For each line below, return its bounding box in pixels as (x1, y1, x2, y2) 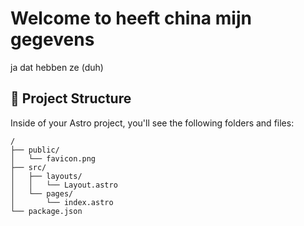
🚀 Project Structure (10, 90, 132, 107)
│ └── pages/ (10, 188, 74, 199)
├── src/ (10, 162, 47, 172)
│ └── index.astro (10, 197, 114, 207)
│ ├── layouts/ (10, 171, 83, 181)
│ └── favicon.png (10, 153, 97, 164)
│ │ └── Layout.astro (10, 180, 118, 190)
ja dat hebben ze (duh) (10, 61, 104, 73)
